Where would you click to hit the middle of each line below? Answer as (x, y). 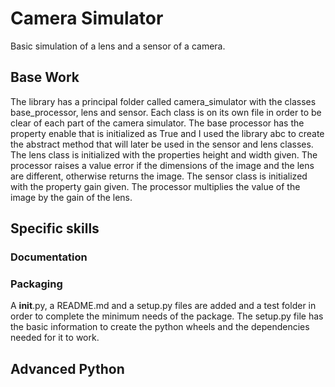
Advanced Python (67, 368)
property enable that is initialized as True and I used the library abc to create (167, 133)
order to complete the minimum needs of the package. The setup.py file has (167, 316)
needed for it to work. (55, 338)
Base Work (45, 77)
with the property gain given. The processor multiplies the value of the (155, 186)
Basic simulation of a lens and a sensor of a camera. (118, 46)
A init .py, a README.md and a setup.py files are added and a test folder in (163, 306)
